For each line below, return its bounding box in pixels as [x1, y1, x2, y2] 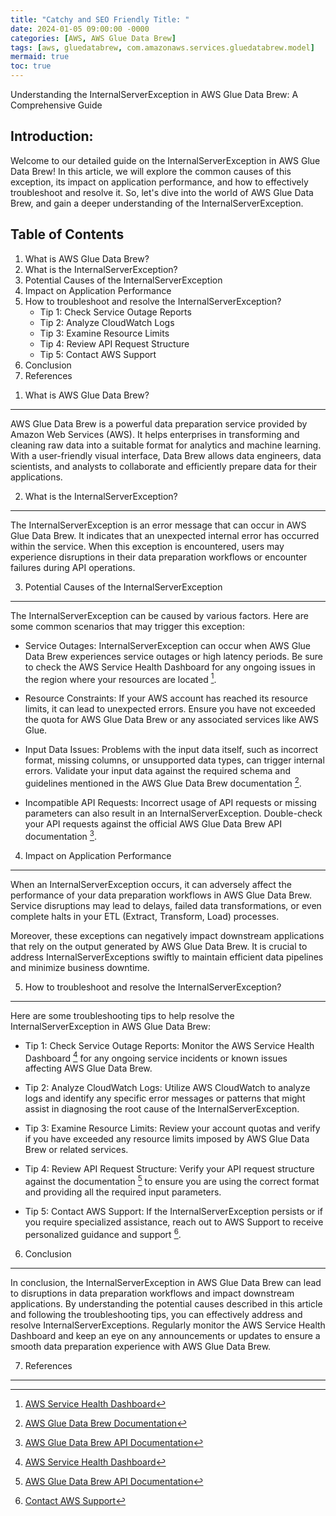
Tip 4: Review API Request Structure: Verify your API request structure [24, 1163, 315, 1175]
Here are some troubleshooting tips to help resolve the [10, 1009, 235, 1021]
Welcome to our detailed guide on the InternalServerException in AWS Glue [10, 154, 321, 166]
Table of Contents [10, 226, 125, 243]
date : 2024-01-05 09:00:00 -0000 [10, 24, 150, 34]
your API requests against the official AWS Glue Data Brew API [24, 817, 283, 830]
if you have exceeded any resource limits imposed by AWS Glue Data [24, 1133, 310, 1145]
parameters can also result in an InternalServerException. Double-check [24, 807, 323, 819]
